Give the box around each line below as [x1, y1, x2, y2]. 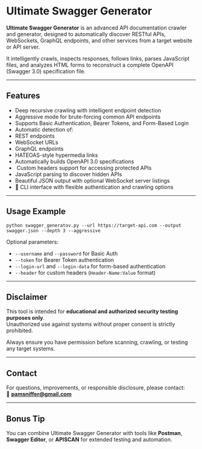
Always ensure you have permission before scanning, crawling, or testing [6, 338, 188, 346]
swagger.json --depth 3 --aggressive [6, 227, 101, 234]
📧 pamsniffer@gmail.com [6, 391, 72, 398]
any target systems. [6, 345, 55, 352]
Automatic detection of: [14, 126, 74, 133]
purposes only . [6, 314, 45, 322]
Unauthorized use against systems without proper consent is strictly [6, 320, 176, 328]
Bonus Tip [6, 414, 45, 424]
